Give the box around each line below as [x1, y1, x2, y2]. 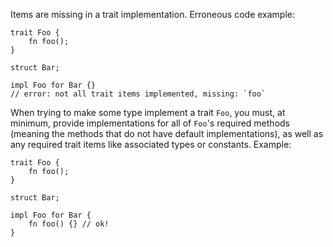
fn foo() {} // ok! [28, 219, 110, 229]
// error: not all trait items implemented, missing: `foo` [10, 89, 267, 99]
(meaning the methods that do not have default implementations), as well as [10, 128, 324, 139]
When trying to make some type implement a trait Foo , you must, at [10, 107, 286, 118]
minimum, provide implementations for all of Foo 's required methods [10, 117, 290, 129]
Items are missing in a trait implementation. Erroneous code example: [10, 9, 295, 20]
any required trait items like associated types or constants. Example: [10, 139, 292, 150]
